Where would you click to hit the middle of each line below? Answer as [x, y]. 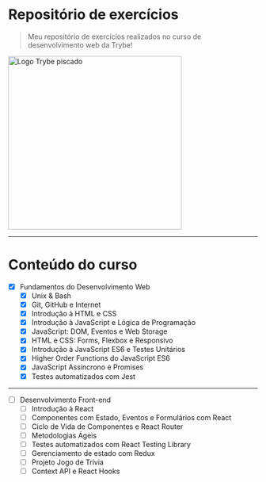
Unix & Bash [51, 296]
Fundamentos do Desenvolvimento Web [85, 286]
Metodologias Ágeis [64, 435]
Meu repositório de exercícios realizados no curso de [114, 36]
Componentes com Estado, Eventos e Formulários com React [131, 417]
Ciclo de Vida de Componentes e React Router [107, 427]
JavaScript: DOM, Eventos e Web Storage [99, 331]
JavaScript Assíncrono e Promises [87, 367]
